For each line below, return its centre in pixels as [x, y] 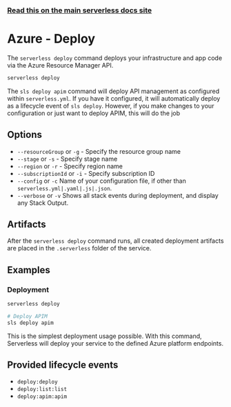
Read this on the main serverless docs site [80, 10]
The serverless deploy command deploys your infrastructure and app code [115, 58]
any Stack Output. [43, 203]
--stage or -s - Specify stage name [67, 159]
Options [25, 135]
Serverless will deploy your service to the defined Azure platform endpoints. [115, 343]
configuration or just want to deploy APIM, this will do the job [94, 113]
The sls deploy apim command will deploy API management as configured [113, 91]
